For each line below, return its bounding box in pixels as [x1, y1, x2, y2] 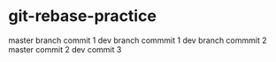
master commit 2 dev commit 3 [8, 44, 122, 54]
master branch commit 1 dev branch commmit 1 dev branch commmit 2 [8, 35, 267, 45]
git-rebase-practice [8, 6, 157, 26]
